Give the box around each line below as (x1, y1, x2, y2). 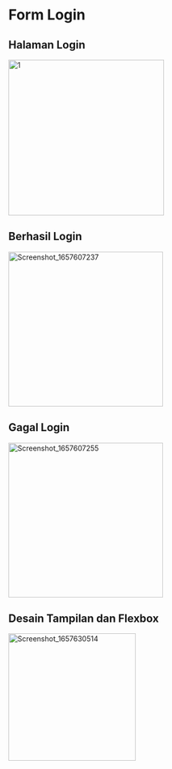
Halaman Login (8, 38, 86, 52)
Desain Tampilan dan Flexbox (8, 612, 159, 626)
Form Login (8, 6, 86, 24)
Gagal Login (8, 420, 70, 434)
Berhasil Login (8, 230, 82, 243)
